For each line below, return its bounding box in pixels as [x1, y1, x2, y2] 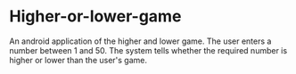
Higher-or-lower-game [9, 6, 182, 27]
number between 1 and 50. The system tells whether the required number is [9, 45, 288, 55]
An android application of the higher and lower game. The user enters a [9, 36, 272, 46]
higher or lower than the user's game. [9, 54, 148, 65]
